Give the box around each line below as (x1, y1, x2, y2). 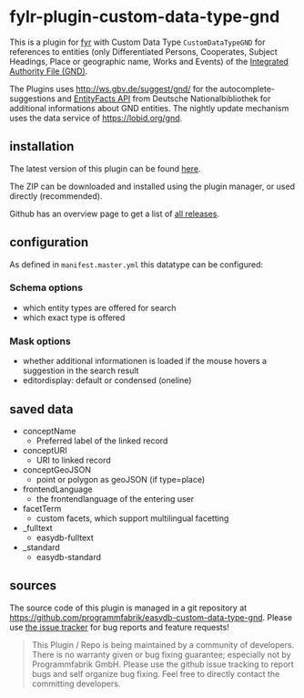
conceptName (22, 425, 76, 436)
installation (9, 139, 75, 154)
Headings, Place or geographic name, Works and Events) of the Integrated (9, 56, 289, 67)
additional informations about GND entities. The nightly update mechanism (9, 102, 289, 113)
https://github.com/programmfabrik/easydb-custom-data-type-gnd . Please (9, 611, 293, 622)
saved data (9, 401, 74, 417)
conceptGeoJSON (22, 464, 92, 475)
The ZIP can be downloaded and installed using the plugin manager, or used (9, 181, 296, 192)
